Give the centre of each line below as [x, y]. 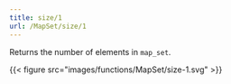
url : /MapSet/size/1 [48, 26]
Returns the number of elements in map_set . [90, 51]
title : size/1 [36, 18]
